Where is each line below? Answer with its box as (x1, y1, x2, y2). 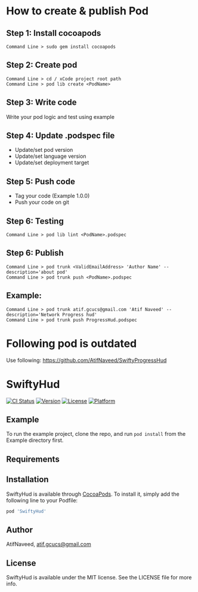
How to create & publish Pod (6, 4, 149, 18)
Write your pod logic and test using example (6, 113, 115, 120)
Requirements (6, 454, 60, 464)
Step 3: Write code (6, 97, 77, 108)
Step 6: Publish (6, 248, 64, 258)
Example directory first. (6, 437, 64, 444)
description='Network (6, 312, 60, 318)
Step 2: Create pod (6, 60, 78, 70)
